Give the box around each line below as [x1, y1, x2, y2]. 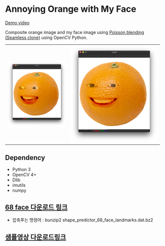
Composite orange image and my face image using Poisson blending [5, 29, 144, 35]
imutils [12, 182, 26, 188]
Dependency [5, 153, 45, 162]
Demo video [5, 20, 30, 26]
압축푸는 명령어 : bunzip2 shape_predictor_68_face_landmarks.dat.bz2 [12, 217, 153, 223]
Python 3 [12, 167, 31, 173]
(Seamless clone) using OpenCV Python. [5, 35, 87, 40]
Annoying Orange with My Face [5, 3, 137, 15]
